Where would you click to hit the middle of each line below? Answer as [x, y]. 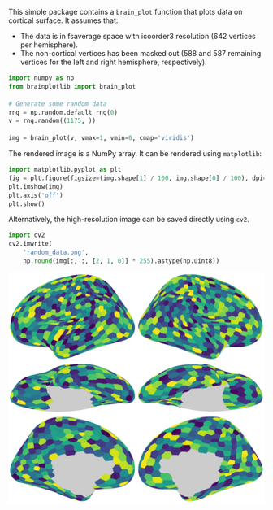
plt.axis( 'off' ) [36, 195]
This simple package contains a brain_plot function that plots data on [126, 12]
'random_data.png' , [56, 253]
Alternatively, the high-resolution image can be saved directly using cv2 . [129, 220]
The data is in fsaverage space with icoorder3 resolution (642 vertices [138, 36]
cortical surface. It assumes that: [63, 20]
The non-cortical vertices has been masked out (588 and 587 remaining [141, 53]
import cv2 [27, 235]
